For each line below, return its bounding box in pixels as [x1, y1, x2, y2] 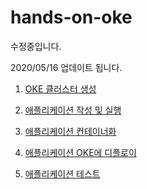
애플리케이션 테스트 [24, 167, 101, 180]
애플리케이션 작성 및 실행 [24, 104, 122, 116]
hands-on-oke [10, 6, 133, 29]
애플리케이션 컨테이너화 [24, 125, 117, 137]
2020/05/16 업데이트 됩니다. [10, 61, 123, 73]
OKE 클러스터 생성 [24, 82, 97, 95]
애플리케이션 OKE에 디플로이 [24, 146, 137, 158]
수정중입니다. [10, 40, 62, 52]
